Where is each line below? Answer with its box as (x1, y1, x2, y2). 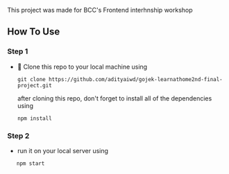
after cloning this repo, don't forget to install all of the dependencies (17, 94, 212, 103)
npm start (16, 159, 45, 167)
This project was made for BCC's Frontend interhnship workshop (7, 6, 193, 14)
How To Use (7, 26, 60, 37)
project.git (17, 82, 52, 89)
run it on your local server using (17, 146, 109, 155)
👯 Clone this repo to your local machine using (17, 62, 148, 71)
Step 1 (7, 46, 28, 56)
